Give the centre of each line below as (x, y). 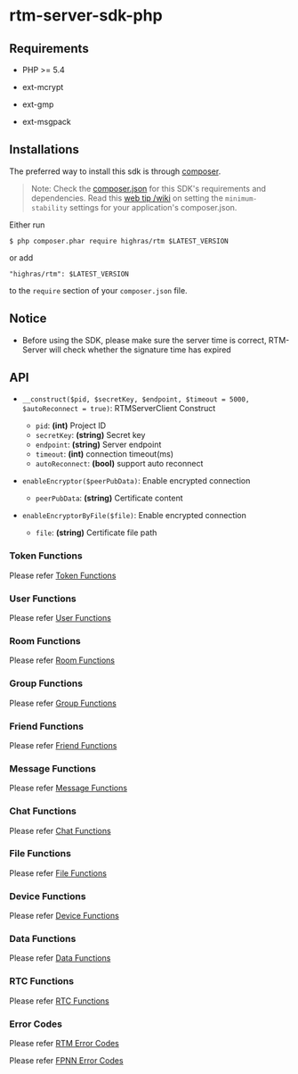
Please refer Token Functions (63, 575)
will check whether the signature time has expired (140, 350)
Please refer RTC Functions (59, 1001)
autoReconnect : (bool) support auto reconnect (119, 464)
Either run (27, 225)
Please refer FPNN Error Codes (66, 1061)
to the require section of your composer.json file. (99, 290)
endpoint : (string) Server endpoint (98, 445)
